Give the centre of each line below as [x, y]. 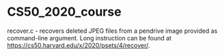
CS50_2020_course [64, 12]
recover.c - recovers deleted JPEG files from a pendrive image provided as [112, 31]
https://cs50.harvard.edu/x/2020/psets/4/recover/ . [79, 45]
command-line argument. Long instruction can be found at [89, 38]
